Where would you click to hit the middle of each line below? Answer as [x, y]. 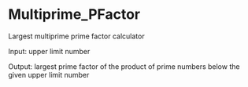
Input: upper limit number [49, 51]
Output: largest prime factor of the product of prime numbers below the [124, 66]
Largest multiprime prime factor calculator [76, 36]
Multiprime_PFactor [74, 14]
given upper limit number [49, 74]
